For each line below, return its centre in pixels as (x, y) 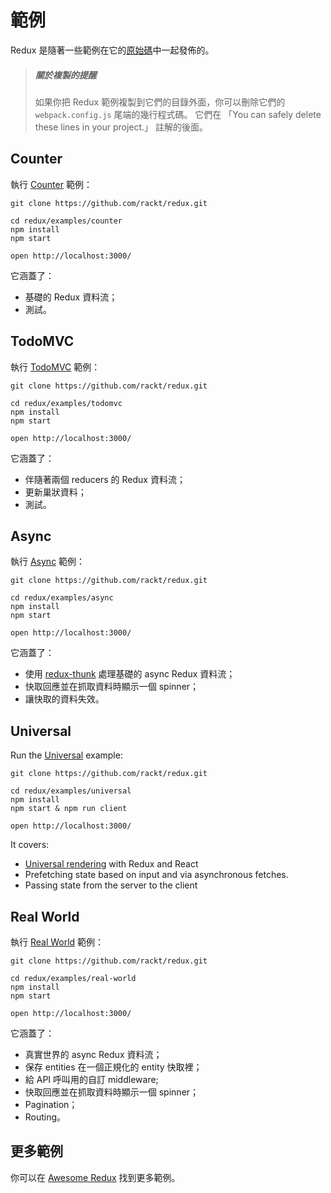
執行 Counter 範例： (51, 184)
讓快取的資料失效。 (64, 699)
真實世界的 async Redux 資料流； (93, 1054)
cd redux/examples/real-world (73, 978)
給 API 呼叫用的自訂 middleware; (91, 1079)
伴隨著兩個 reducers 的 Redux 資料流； (105, 479)
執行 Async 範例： (48, 562)
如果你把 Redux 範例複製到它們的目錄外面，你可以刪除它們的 (160, 102)
